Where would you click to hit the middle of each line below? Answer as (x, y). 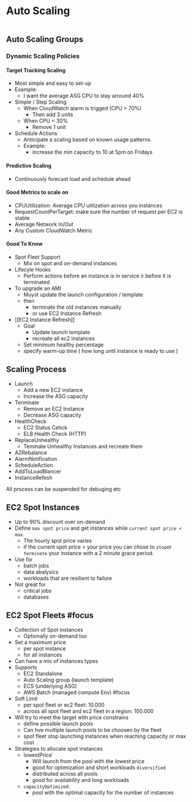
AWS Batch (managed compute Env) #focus (77, 692)
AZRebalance (31, 453)
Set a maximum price (40, 642)
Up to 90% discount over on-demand (60, 522)
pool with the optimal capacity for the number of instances (103, 792)
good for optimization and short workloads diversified (99, 767)
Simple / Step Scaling (41, 102)
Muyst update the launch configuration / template (83, 295)
